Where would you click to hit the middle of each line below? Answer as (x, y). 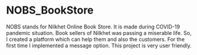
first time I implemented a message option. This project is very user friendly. (99, 46)
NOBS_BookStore (50, 10)
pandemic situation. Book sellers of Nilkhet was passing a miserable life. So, (99, 33)
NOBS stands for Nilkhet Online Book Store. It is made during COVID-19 (93, 27)
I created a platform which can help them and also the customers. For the (96, 39)
